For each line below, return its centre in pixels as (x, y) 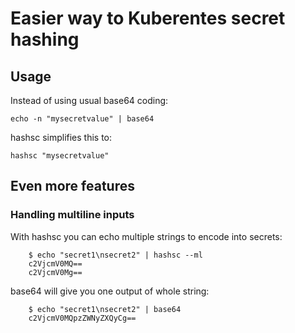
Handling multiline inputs (72, 215)
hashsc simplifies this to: (61, 137)
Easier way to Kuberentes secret (148, 18)
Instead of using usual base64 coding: (89, 100)
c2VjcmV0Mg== (55, 272)
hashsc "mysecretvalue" (60, 156)
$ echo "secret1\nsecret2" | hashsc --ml (115, 255)
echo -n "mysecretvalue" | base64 (82, 119)
